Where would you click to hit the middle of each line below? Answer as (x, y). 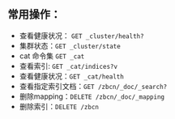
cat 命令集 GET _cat (52, 56)
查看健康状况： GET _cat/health (72, 76)
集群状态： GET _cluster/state (70, 45)
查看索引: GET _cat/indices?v (68, 66)
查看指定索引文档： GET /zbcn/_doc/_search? (93, 86)
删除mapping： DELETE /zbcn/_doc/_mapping (92, 96)
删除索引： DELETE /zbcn (59, 106)
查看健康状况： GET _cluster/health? (81, 36)
